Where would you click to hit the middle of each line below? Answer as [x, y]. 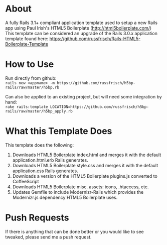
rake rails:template [27, 107]
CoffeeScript [26, 181]
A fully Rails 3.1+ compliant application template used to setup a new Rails [81, 23]
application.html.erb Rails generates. [50, 160]
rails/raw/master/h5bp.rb [32, 87]
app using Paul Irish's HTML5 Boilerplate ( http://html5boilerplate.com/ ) [78, 28]
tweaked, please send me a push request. [48, 237]
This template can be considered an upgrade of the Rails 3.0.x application [81, 33]
